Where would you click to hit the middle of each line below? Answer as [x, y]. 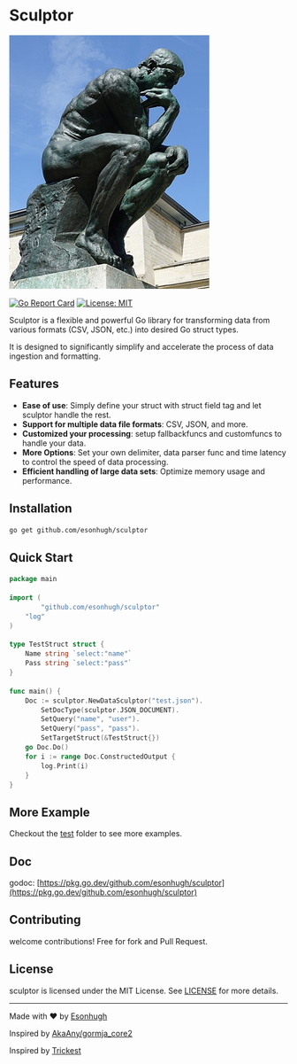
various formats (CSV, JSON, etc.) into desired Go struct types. [124, 330]
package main [33, 579]
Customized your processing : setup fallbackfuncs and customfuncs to [152, 433]
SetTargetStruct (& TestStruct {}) [101, 738]
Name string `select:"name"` [79, 654]
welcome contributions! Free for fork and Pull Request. [108, 941]
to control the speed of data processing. [95, 462]
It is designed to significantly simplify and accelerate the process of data [141, 346]
